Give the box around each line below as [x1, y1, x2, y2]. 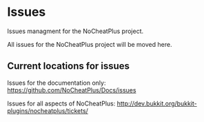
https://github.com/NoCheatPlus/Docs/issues [7, 85, 136, 94]
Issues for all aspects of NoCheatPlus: [7, 99, 116, 108]
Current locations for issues [7, 60, 130, 72]
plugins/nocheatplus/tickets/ [7, 106, 88, 114]
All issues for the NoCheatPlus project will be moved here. [7, 40, 172, 48]
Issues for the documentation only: [7, 79, 106, 87]
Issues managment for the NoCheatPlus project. [7, 27, 143, 35]
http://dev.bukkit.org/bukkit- [116, 99, 198, 108]
